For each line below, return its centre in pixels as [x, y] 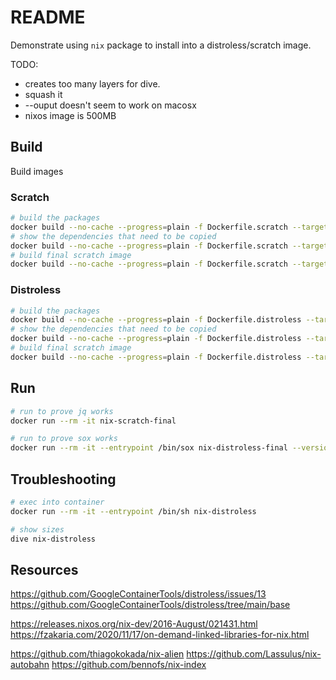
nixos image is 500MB [70, 115]
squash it [43, 94]
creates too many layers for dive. [92, 83]
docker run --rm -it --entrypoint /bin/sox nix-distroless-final [149, 448]
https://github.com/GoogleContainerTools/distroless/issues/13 [138, 594]
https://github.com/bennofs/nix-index [129, 665]
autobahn [30, 665]
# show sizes [37, 529]
